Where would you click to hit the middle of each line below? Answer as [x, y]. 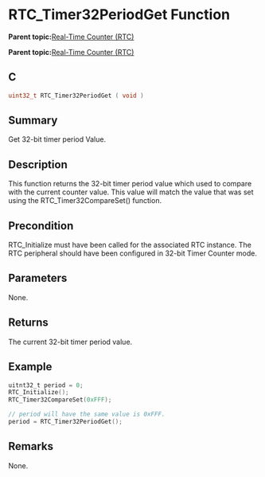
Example [30, 367]
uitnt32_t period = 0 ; [46, 385]
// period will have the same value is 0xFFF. [87, 414]
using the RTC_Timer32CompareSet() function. [85, 201]
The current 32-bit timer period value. [70, 342]
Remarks [31, 446]
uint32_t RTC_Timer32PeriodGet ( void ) [76, 96]
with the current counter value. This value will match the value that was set [131, 192]
